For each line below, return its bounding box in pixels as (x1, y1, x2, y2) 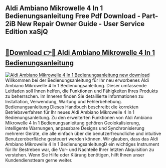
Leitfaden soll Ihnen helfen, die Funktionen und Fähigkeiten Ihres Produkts (5, 88, 158, 94)
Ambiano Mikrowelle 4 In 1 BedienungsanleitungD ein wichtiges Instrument (5, 141, 159, 147)
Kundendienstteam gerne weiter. (5, 157, 73, 163)
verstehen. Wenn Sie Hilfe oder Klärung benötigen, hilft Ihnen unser (5, 152, 144, 157)
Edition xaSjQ (5, 28, 49, 36)
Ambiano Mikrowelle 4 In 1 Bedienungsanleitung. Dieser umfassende (5, 83, 147, 88)
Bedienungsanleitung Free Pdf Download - (5, 12, 140, 21)
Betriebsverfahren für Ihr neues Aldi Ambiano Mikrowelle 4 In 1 (5, 109, 134, 115)
